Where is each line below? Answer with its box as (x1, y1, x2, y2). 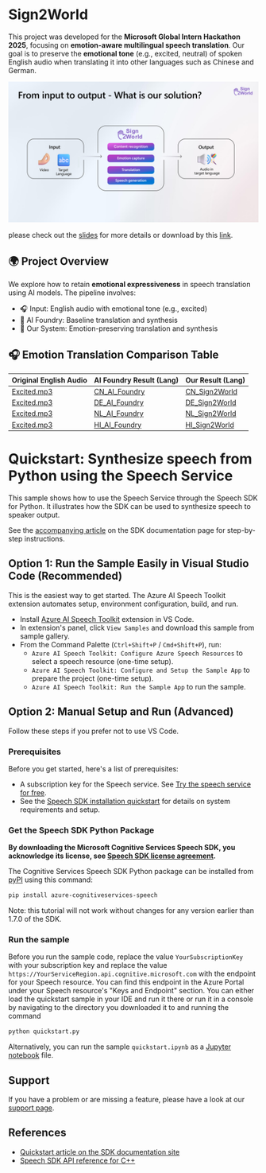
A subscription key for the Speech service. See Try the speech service (19, 779, 252, 789)
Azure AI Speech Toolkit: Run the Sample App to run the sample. (31, 682, 246, 691)
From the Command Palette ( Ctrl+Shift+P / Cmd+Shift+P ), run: (19, 639, 222, 649)
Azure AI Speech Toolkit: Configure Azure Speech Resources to (31, 648, 244, 658)
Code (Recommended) (8, 569, 123, 583)
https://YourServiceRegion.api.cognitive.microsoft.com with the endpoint (8, 969, 256, 979)
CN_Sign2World (185, 386, 238, 396)
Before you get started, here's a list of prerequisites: (8, 763, 179, 773)
